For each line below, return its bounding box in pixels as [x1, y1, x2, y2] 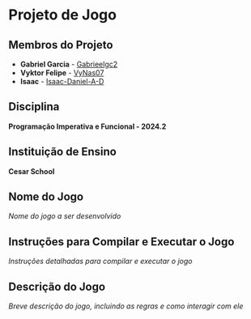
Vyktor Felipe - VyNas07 [19, 68, 104, 78]
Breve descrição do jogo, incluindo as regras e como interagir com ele [8, 301, 244, 311]
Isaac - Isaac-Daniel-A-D [19, 77, 104, 86]
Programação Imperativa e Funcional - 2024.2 [8, 121, 167, 131]
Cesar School [8, 166, 55, 176]
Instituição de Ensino [8, 145, 117, 159]
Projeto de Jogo [8, 6, 117, 24]
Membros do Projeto [8, 38, 113, 52]
